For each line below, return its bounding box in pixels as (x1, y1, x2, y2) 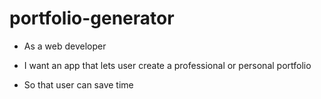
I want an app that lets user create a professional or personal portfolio (23, 59, 312, 71)
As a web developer (23, 40, 107, 52)
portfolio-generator (9, 7, 175, 30)
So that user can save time (23, 78, 134, 91)
